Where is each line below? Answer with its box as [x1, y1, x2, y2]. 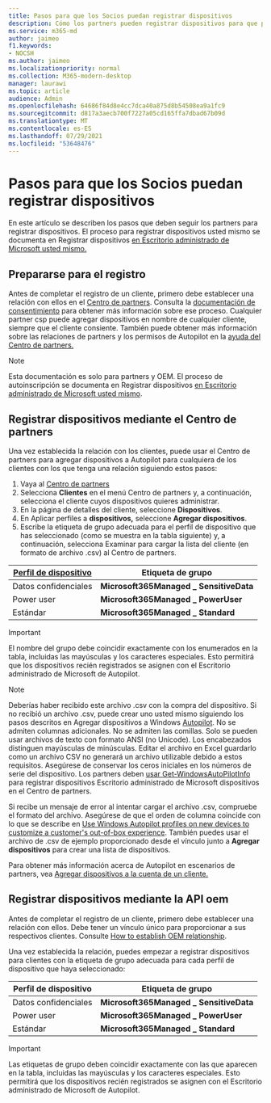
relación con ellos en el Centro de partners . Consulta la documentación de [8, 297, 256, 307]
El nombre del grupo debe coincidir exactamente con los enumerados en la [8, 643, 258, 653]
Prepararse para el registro [8, 267, 147, 281]
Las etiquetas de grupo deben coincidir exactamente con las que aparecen [8, 1059, 258, 1069]
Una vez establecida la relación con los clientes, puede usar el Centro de [8, 446, 251, 457]
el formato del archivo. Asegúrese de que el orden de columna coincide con [8, 810, 261, 820]
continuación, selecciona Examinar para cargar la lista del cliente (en [19, 539, 249, 549]
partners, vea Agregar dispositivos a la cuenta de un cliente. [8, 869, 209, 879]
